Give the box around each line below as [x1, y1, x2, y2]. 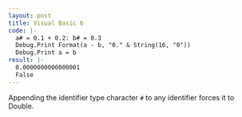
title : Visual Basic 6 [8, 19, 84, 27]
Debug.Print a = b [15, 49, 77, 57]
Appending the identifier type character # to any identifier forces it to [8, 92, 235, 102]
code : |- [8, 26, 38, 34]
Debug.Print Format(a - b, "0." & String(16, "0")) [15, 41, 192, 49]
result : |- [8, 57, 45, 64]
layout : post [8, 11, 52, 20]
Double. [8, 101, 34, 111]
